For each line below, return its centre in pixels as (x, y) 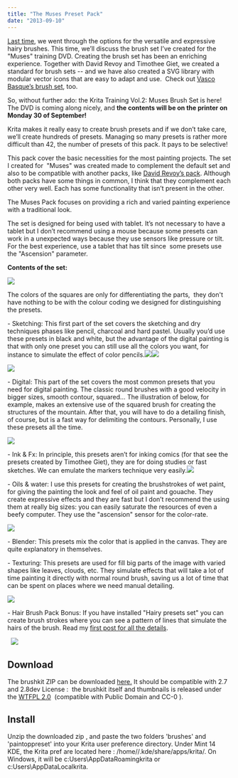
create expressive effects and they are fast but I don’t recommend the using (118, 499)
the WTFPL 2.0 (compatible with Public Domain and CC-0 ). (95, 697)
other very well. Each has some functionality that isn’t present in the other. (116, 188)
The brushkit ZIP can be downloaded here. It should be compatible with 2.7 (117, 682)
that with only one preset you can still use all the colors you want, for (108, 346)
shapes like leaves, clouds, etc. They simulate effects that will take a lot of (115, 570)
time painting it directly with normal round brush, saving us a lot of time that (118, 578)
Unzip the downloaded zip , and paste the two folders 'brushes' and (107, 737)
